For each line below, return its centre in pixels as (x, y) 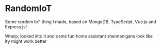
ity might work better (26, 41)
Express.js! (16, 26)
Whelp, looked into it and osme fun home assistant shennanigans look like (79, 36)
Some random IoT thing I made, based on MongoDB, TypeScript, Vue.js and (80, 22)
